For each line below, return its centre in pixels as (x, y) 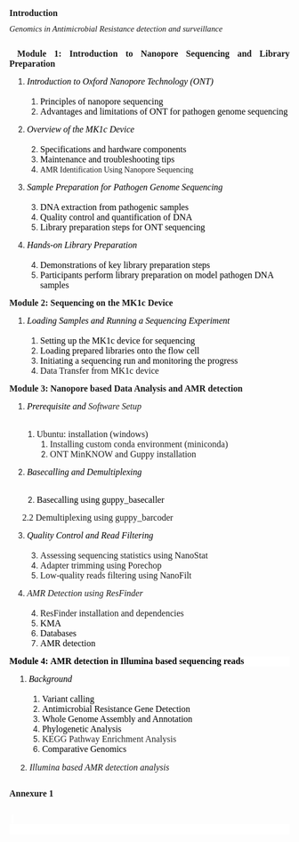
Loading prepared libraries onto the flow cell (120, 351)
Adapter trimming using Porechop (101, 566)
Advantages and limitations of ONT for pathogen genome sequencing (164, 112)
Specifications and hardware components (113, 150)
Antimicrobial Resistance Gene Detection (116, 709)
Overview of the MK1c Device (81, 130)
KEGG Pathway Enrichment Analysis (109, 739)
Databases (58, 634)
